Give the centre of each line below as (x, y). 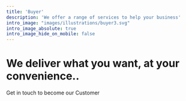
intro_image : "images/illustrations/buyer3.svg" (68, 23)
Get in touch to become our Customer (53, 93)
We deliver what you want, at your (93, 64)
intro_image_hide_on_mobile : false (51, 34)
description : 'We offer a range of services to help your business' (94, 17)
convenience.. (43, 76)
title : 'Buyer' (25, 12)
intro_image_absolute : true (41, 28)
